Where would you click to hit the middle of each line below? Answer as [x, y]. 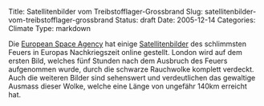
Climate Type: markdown [49, 28]
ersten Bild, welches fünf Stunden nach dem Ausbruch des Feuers [118, 61]
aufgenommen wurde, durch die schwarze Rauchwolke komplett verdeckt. [131, 69]
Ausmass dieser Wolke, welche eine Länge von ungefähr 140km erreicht [128, 86]
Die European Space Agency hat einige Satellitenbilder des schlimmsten [128, 44]
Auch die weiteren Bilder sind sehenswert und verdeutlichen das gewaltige [132, 78]
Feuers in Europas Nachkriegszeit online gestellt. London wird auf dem [125, 52]
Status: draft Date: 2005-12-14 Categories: [185, 20]
